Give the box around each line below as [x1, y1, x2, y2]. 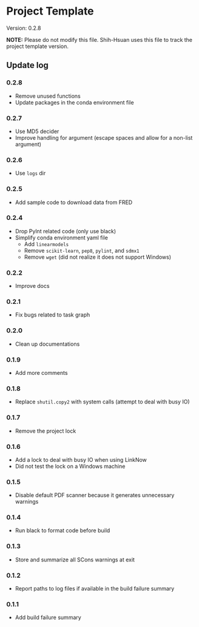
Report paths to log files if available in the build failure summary [15, 585, 175, 592]
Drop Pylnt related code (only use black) [15, 227, 116, 235]
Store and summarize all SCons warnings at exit [15, 556, 135, 563]
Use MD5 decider [15, 128, 59, 135]
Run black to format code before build [15, 527, 110, 534]
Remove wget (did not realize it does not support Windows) [24, 253, 172, 261]
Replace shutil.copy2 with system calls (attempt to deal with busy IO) [15, 398, 190, 405]
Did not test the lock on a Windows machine [15, 462, 126, 470]
